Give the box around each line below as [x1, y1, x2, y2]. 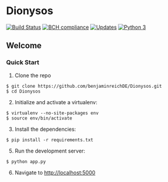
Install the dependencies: [14, 125, 77, 133]
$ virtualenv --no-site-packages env [6, 110, 99, 116]
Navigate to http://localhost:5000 [14, 169, 95, 176]
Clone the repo [14, 72, 51, 79]
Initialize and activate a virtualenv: [14, 98, 97, 105]
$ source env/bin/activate [6, 115, 73, 121]
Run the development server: [14, 147, 85, 154]
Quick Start [6, 58, 39, 67]
